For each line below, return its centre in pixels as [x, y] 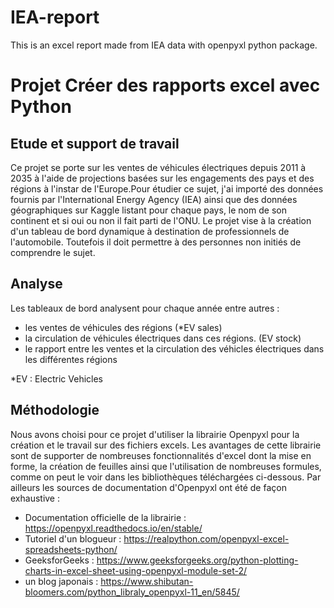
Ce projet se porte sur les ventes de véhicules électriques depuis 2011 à [158, 167]
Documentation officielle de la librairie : [105, 517]
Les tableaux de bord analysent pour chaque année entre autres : [145, 308]
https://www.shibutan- [147, 581]
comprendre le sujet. [53, 252]
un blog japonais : [61, 581]
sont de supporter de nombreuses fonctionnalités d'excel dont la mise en [161, 455]
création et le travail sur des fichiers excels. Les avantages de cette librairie [166, 445]
